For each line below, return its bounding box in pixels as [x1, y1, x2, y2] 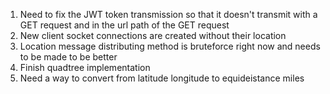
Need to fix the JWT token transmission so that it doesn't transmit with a [19, 9, 318, 20]
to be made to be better [19, 51, 118, 63]
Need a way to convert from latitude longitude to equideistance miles [19, 72, 305, 84]
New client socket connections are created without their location [19, 30, 287, 41]
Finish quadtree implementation [19, 62, 151, 73]
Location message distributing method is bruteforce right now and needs [19, 40, 321, 52]
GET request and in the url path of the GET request [19, 19, 230, 31]
